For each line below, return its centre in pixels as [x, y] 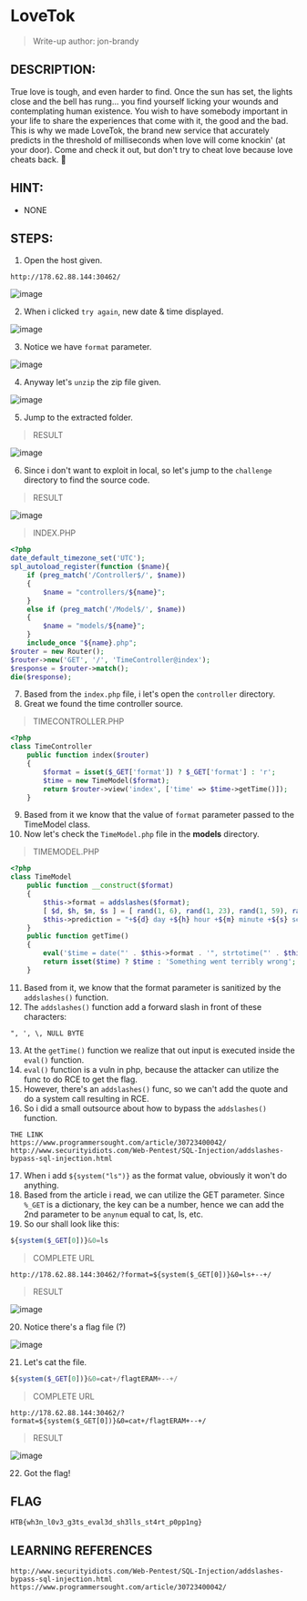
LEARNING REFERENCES [82, 1550]
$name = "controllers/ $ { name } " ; [105, 592]
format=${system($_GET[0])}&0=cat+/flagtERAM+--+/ [108, 1421]
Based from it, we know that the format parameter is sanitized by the [152, 987]
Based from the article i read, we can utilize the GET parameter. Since [154, 1195]
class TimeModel [41, 877]
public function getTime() [78, 936]
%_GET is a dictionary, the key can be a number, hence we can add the [154, 1204]
